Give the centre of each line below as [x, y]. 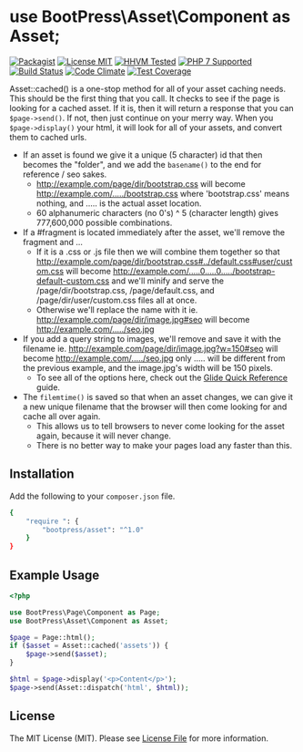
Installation [42, 474]
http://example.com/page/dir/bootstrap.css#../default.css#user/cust [164, 261]
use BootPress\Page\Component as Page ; [85, 613]
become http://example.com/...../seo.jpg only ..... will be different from [154, 358]
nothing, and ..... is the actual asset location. [119, 203]
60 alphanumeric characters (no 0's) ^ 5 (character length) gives [157, 212]
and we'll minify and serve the [168, 281]
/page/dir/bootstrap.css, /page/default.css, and [125, 290]
